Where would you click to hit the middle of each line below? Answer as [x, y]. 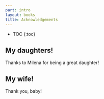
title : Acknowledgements [32, 19]
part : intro [18, 10]
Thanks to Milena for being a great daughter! [52, 63]
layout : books [20, 15]
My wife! [20, 79]
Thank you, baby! [24, 91]
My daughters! [29, 50]
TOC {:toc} [24, 34]
